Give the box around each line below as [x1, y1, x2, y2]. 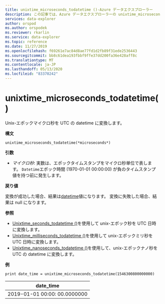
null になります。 [14, 199, 49, 205]
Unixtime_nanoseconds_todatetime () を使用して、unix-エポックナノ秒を [12, 245, 158, 251]
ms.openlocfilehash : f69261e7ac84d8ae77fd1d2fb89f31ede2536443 [5, 48, 137, 53]
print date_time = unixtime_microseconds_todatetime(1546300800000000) [5, 271, 155, 276]
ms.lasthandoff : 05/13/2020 [5, 67, 63, 72]
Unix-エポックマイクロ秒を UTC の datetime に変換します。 [5, 120, 125, 126]
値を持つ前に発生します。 [12, 172, 64, 178]
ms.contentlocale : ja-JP [5, 62, 56, 67]
